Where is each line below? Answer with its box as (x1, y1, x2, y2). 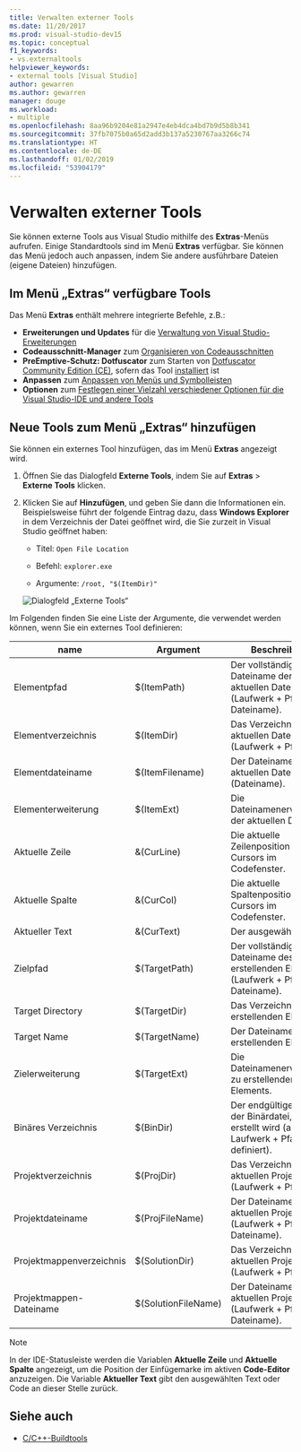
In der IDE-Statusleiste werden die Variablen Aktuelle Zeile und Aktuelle (9, 1354, 278, 1365)
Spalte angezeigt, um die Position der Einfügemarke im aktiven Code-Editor (9, 1363, 291, 1374)
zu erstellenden (230, 1073, 297, 1085)
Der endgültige (230, 1099, 294, 1111)
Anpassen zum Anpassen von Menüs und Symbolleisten (21, 375, 233, 385)
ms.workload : (9, 105, 58, 114)
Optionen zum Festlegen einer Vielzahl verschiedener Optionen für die (21, 385, 284, 395)
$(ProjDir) (134, 1169, 176, 1181)
